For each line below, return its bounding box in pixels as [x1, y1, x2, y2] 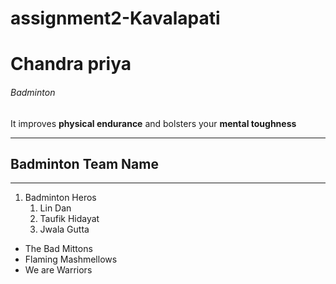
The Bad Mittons [24, 243, 93, 255]
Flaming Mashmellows [24, 253, 118, 266]
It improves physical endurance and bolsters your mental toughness [10, 117, 297, 129]
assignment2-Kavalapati [10, 7, 221, 30]
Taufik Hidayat [39, 213, 100, 225]
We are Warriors [24, 264, 93, 276]
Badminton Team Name [10, 155, 159, 172]
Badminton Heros [24, 192, 97, 204]
